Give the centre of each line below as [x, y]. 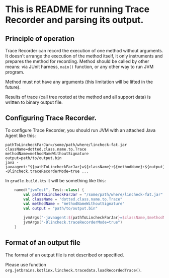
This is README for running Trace [77, 9]
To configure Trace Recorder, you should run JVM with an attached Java [80, 130]
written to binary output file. [34, 102]
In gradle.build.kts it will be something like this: [56, 180]
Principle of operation [40, 39]
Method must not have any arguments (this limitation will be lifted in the [79, 82]
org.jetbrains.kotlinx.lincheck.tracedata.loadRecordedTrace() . [73, 270]
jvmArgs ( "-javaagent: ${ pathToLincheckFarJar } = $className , [85, 218]
